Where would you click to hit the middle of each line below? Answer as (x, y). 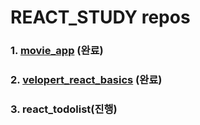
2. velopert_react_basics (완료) (86, 80)
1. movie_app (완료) (57, 51)
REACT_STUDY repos (100, 17)
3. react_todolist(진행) (64, 109)
